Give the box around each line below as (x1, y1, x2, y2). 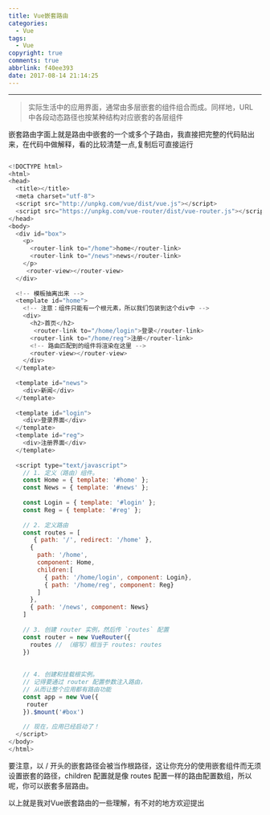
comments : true (8, 57, 59, 65)
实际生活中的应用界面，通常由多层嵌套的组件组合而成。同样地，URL (27, 102, 254, 112)
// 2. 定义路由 (22, 521, 69, 529)
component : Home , (37, 559, 95, 567)
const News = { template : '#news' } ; (22, 484, 149, 492)
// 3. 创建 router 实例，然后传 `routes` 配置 (22, 625, 170, 633)
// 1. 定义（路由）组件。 (22, 469, 99, 477)
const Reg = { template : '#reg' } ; (22, 506, 142, 514)
